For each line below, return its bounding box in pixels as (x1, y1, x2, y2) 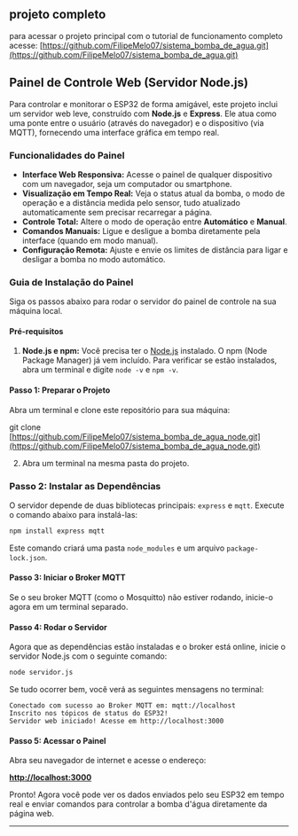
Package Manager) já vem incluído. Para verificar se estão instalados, (21, 355, 278, 366)
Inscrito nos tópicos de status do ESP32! (9, 709, 169, 718)
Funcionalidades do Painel (9, 149, 125, 161)
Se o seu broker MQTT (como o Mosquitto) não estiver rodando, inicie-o (9, 592, 273, 602)
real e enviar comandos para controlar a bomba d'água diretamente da (9, 799, 268, 809)
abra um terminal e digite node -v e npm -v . (21, 364, 179, 375)
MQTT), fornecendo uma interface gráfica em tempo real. (9, 127, 220, 137)
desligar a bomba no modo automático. (21, 254, 166, 264)
